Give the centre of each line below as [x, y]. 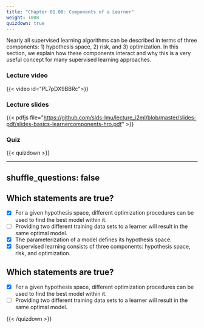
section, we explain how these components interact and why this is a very [99, 53]
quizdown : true [25, 23]
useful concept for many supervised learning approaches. [79, 60]
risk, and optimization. [43, 253]
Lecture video [27, 75]
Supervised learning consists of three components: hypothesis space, [103, 246]
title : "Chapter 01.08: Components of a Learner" [70, 12]
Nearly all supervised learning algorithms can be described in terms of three [102, 41]
